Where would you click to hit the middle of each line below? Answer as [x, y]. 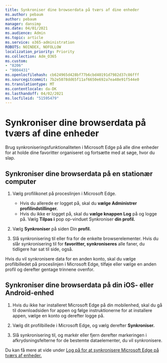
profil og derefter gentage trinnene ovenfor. [50, 269]
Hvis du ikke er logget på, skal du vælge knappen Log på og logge [88, 214]
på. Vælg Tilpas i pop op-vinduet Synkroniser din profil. [78, 219]
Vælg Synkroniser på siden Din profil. [52, 229]
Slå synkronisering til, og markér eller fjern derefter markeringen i [80, 335]
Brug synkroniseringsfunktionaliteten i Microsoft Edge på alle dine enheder [82, 147]
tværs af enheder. [24, 355]
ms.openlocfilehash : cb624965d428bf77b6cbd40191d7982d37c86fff [72, 75]
